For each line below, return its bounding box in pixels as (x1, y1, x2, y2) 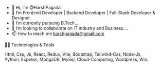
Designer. (11, 15, 31, 20)
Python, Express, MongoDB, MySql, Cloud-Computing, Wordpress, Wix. (4, 56, 149, 62)
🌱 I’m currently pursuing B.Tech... (11, 20, 79, 26)
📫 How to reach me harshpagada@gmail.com (11, 31, 105, 36)
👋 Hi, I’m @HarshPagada (11, 5, 61, 10)
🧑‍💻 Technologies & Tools (4, 42, 54, 48)
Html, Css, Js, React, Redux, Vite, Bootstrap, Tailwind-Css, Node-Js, (4, 51, 142, 57)
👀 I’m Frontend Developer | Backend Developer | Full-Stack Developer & (11, 10, 156, 16)
